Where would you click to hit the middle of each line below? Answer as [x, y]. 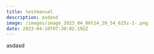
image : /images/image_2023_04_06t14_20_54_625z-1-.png [77, 23]
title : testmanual [30, 12]
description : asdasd [33, 17]
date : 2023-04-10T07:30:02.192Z [47, 28]
